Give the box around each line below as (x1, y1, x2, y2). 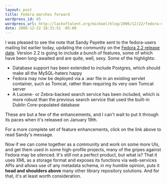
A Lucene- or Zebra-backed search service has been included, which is (12, 92, 160, 97)
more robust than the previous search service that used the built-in (12, 96, 150, 102)
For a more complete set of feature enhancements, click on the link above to (5, 126, 162, 132)
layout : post (5, 7, 32, 12)
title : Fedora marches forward (5, 12, 70, 17)
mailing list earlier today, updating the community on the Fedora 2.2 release (5, 45, 160, 51)
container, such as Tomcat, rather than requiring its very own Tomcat (12, 81, 154, 87)
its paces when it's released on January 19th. (5, 117, 98, 123)
